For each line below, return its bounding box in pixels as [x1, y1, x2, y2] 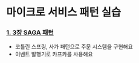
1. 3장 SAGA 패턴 [6, 28, 54, 37]
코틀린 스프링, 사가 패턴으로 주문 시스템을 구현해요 [15, 43, 133, 50]
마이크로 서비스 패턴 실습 [6, 5, 121, 19]
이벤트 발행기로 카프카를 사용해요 [15, 50, 93, 58]
